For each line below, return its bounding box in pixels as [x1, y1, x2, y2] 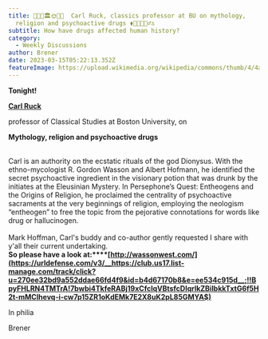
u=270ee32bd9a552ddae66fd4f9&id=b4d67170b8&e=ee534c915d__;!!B [8, 275, 257, 285]
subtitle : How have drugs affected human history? [8, 26, 180, 34]
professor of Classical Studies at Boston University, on [8, 117, 187, 126]
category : [8, 34, 41, 42]
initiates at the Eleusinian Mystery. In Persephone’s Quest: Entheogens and [8, 181, 254, 191]
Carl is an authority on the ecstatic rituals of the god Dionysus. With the [8, 156, 243, 166]
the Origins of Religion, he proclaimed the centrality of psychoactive [8, 189, 232, 200]
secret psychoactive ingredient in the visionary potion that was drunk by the [8, 173, 258, 182]
